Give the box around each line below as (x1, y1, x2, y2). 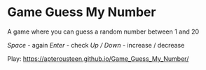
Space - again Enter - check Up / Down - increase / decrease (7, 41, 185, 49)
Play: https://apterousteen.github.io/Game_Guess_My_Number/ (7, 54, 189, 63)
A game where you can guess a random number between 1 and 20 (7, 27, 200, 36)
